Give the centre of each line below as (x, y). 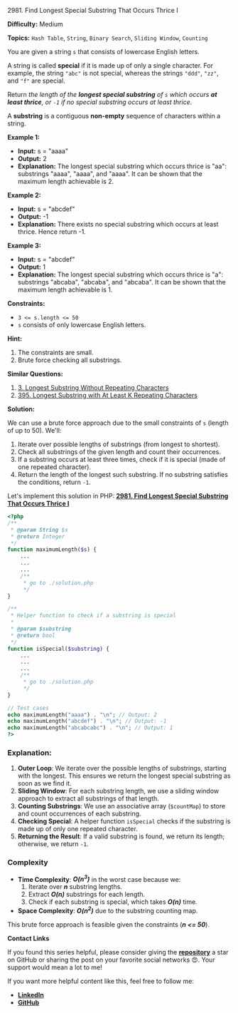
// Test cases (28, 708)
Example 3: (24, 246)
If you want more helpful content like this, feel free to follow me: (101, 981)
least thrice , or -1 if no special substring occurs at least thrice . (100, 102)
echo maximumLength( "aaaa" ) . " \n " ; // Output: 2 (82, 715)
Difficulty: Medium (36, 24)
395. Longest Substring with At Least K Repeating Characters (107, 395)
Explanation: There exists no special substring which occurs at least (118, 224)
